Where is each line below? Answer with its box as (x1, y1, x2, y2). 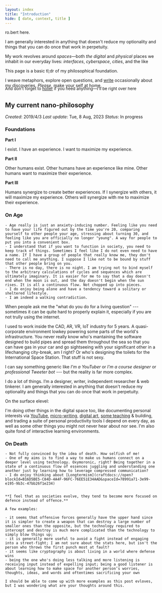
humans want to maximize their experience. (5, 171, 92, 176)
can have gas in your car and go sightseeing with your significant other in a (5, 344, 156, 350)
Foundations (5, 126, 35, 133)
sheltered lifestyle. (5, 291, 49, 296)
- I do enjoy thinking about (5, 472, 64, 478)
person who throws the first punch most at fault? (5, 545, 110, 550)
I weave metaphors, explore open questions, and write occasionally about (5, 77, 153, 83)
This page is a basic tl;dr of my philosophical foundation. (5, 68, 118, 74)
